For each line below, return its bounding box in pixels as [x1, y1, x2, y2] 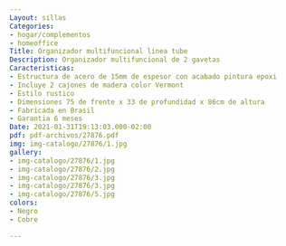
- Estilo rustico [9, 89, 75, 98]
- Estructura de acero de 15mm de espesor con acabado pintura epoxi [9, 72, 278, 81]
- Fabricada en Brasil [9, 106, 95, 115]
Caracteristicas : [9, 64, 75, 73]
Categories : [9, 22, 54, 31]
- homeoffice [9, 38, 59, 48]
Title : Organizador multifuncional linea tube [9, 47, 188, 56]
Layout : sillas [9, 13, 67, 23]
